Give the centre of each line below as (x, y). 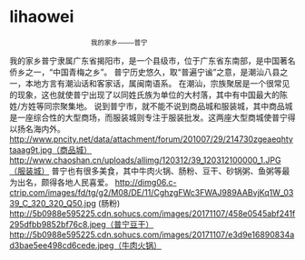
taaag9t (24, 150)
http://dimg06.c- (146, 182)
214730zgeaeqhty (259, 139)
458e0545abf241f (262, 213)
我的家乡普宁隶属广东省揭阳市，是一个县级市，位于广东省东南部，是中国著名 (152, 60)
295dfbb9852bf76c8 (49, 224)
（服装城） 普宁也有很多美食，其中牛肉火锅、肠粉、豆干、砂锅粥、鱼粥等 (146, 171)
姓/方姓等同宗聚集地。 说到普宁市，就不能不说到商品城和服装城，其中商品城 (151, 105)
